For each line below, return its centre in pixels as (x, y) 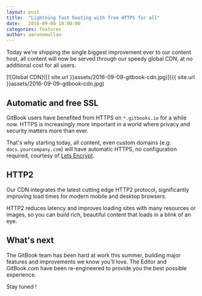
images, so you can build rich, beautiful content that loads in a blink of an (99, 214)
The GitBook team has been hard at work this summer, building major (94, 255)
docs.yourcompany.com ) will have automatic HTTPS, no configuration (92, 149)
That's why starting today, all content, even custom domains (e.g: (89, 142)
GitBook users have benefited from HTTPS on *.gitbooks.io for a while (96, 118)
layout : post (23, 12)
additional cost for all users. (41, 66)
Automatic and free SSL (53, 103)
